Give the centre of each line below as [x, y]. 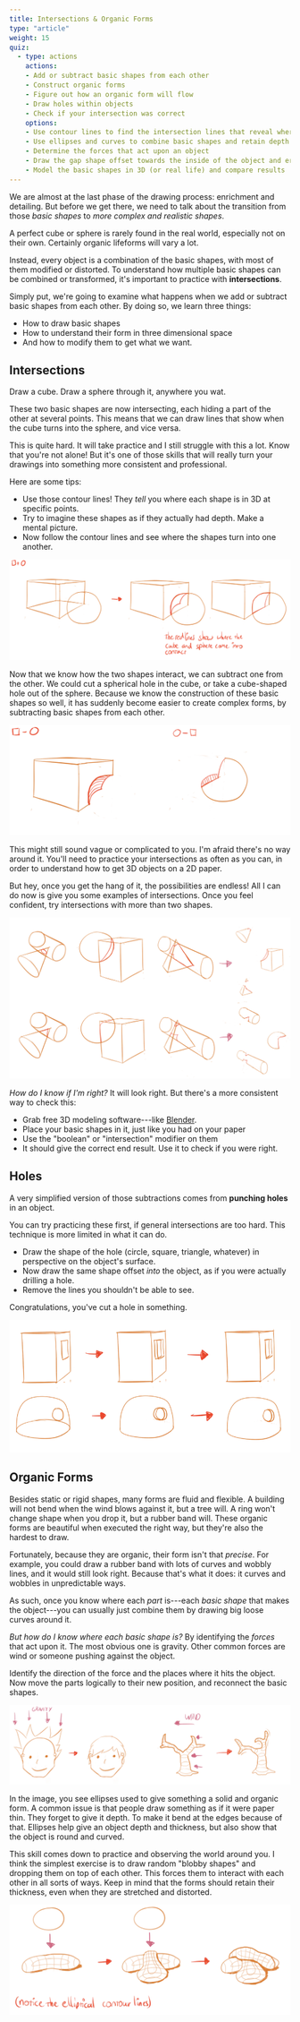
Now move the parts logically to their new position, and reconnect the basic [148, 1683]
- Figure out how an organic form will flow [109, 94]
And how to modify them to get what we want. [107, 342]
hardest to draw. [39, 1537]
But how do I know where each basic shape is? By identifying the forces [142, 1636]
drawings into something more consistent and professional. [118, 465]
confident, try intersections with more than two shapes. [111, 904]
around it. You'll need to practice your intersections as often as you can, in [146, 859]
